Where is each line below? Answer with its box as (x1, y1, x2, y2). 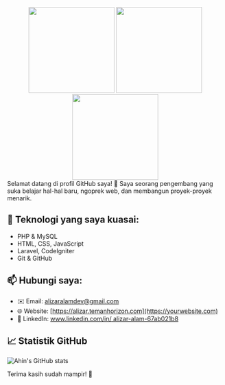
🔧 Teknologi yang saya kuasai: (7, 214, 139, 226)
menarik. (7, 194, 32, 202)
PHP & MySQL (16, 232, 58, 240)
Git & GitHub (16, 254, 53, 262)
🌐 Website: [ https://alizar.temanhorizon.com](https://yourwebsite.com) (16, 307, 218, 315)
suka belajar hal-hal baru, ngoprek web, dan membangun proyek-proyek (7, 187, 213, 195)
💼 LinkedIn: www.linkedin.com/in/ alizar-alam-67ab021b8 (16, 314, 179, 323)
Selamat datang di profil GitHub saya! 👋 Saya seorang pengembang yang (7, 180, 213, 187)
